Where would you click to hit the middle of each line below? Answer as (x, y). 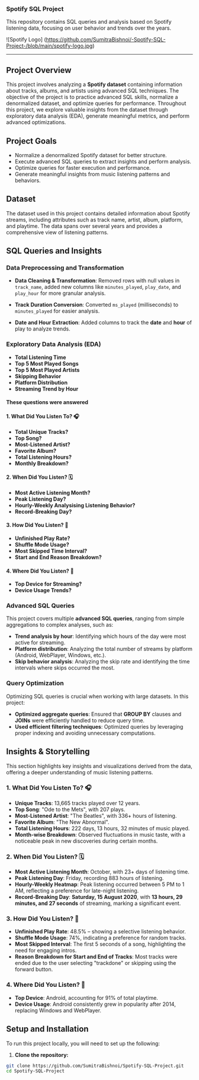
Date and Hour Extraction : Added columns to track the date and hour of (103, 323)
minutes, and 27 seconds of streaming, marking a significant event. (98, 903)
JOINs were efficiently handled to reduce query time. (80, 720)
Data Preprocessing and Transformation (65, 268)
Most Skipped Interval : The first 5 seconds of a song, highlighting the (100, 944)
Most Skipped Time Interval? (51, 551)
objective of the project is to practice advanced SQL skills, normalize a (92, 97)
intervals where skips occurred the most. (65, 668)
